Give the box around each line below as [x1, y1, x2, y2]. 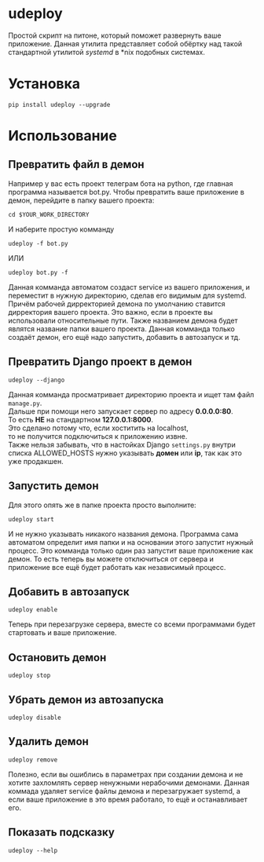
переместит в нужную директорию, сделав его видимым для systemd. [8, 290, 247, 300]
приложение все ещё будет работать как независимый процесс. [8, 562, 226, 572]
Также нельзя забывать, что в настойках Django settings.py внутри [8, 440, 236, 449]
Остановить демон [8, 651, 107, 664]
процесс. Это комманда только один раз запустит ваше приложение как [8, 546, 254, 555]
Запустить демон [8, 480, 99, 493]
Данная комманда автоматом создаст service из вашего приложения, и [8, 282, 250, 291]
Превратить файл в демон [8, 158, 145, 171]
